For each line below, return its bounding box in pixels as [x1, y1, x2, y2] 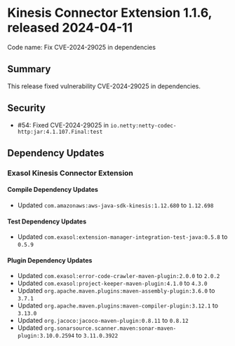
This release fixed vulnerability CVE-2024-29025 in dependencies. [7, 82, 201, 90]
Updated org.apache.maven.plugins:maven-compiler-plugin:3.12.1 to [17, 301, 219, 310]
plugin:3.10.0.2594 [17, 333, 75, 340]
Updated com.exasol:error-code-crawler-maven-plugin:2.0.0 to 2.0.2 [17, 272, 220, 280]
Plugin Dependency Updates [7, 256, 93, 264]
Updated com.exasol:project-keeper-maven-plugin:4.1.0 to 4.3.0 [17, 279, 208, 288]
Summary [7, 63, 51, 75]
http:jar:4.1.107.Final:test [17, 128, 103, 135]
